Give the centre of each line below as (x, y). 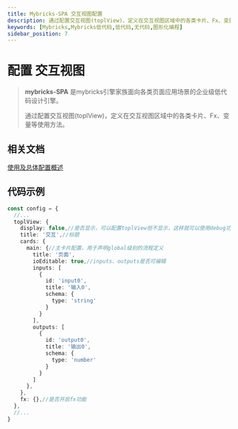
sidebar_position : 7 (38, 34)
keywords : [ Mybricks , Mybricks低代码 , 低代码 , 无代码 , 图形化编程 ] (95, 27)
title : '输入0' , (68, 287)
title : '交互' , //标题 (50, 235)
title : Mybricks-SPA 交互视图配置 (55, 14)
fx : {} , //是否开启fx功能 (53, 400)
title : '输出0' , (68, 347)
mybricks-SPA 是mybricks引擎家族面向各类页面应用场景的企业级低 (123, 92)
